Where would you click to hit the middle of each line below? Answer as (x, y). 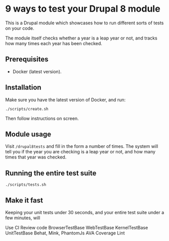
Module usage (28, 134)
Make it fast (24, 200)
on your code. (20, 28)
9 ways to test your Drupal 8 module (83, 9)
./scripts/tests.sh (26, 185)
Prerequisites (27, 59)
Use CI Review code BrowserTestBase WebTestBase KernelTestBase (77, 228)
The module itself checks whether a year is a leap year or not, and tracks (81, 38)
